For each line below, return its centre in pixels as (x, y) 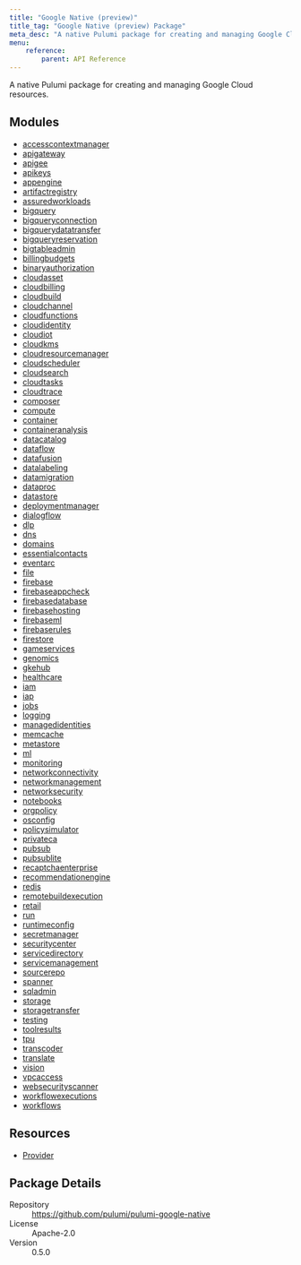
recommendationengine (66, 877)
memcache (43, 734)
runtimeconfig (48, 925)
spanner (38, 981)
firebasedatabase (55, 600)
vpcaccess (43, 1077)
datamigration (48, 477)
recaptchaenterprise (60, 867)
